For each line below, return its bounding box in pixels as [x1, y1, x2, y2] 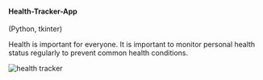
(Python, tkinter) [8, 24, 63, 34]
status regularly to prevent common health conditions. [8, 48, 189, 58]
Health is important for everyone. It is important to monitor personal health [8, 40, 256, 50]
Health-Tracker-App [8, 6, 78, 16]
